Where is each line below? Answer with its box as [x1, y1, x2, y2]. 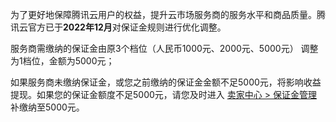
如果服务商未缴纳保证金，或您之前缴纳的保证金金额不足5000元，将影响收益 [10, 76, 322, 88]
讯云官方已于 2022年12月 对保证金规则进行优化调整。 [10, 21, 227, 33]
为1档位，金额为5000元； [10, 55, 115, 67]
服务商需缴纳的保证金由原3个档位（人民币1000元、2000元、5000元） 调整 [10, 43, 319, 54]
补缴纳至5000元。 [10, 101, 85, 113]
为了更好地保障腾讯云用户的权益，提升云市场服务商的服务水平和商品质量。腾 [10, 9, 326, 20]
